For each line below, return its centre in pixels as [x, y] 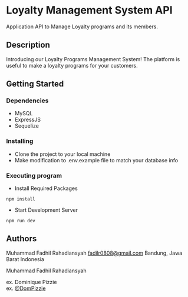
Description [28, 45]
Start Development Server [46, 210]
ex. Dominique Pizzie [32, 282]
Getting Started [35, 84]
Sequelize [27, 126]
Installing [20, 141]
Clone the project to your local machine [62, 154]
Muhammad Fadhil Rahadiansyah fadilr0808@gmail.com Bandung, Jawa [94, 253]
